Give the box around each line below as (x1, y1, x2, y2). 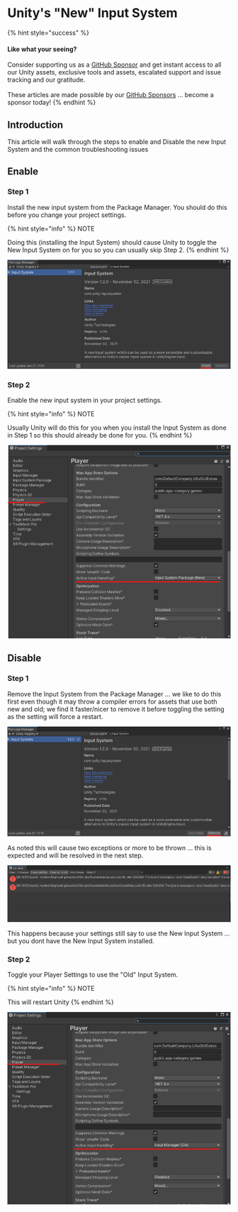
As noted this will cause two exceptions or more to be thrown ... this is (7, 843, 212, 852)
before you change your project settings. (7, 211, 127, 219)
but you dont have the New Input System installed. (7, 936, 154, 945)
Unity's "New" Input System (7, 5, 178, 21)
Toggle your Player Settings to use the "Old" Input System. (7, 970, 178, 979)
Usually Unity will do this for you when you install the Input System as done (7, 423, 227, 432)
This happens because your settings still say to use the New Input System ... (7, 929, 230, 938)
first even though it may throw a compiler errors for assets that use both (7, 697, 217, 706)
